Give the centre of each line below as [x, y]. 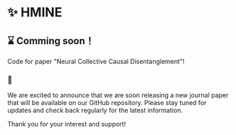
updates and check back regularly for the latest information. [95, 110]
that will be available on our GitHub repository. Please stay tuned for [107, 103]
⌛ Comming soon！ [51, 41]
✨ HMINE [35, 12]
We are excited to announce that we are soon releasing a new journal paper [118, 95]
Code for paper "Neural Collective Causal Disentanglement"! [96, 61]
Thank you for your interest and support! [67, 124]
